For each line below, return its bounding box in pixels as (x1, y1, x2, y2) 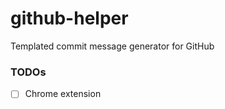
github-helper (10, 7, 129, 30)
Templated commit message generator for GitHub (10, 40, 215, 52)
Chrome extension (24, 88, 102, 100)
